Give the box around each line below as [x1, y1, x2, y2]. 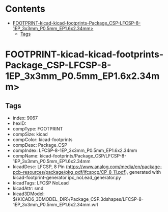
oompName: [12, 152, 39, 158]
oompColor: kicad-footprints [12, 136, 73, 143]
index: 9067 [12, 115, 38, 121]
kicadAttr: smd [12, 185, 44, 191]
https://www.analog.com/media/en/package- [67, 164, 162, 170]
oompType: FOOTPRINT [12, 125, 63, 131]
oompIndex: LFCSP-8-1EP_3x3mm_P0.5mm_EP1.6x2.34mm [12, 147, 137, 153]
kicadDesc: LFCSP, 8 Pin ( [12, 164, 68, 170]
